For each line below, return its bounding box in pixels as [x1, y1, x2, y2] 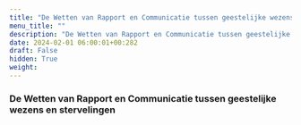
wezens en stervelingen [9, 104, 116, 116]
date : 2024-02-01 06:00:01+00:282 [9, 37, 139, 47]
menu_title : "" [9, 21, 66, 30]
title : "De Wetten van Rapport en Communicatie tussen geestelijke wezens [9, 12, 295, 22]
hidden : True [9, 54, 58, 63]
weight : [9, 63, 39, 72]
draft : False [9, 46, 58, 55]
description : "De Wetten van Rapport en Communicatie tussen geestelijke [9, 29, 291, 38]
